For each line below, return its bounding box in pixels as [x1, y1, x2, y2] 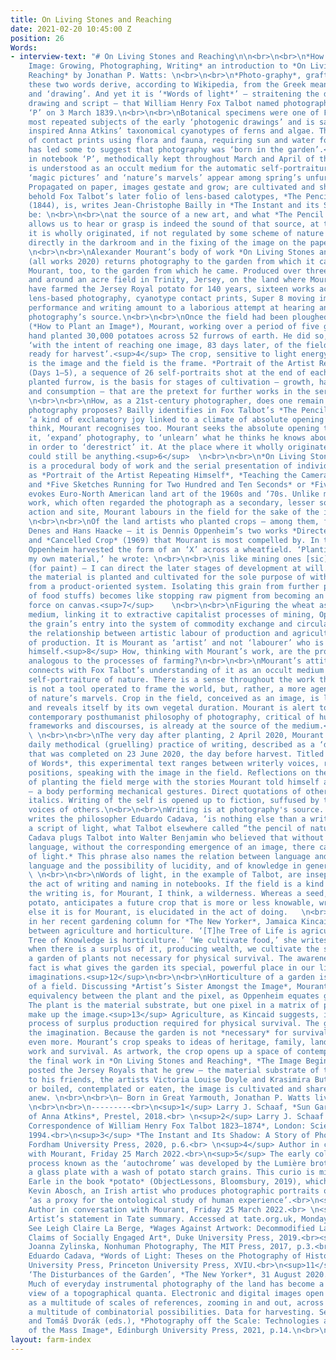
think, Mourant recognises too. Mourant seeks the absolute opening [28, 424, 320, 434]
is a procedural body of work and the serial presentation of [28, 461, 293, 471]
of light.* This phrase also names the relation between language [28, 851, 311, 861]
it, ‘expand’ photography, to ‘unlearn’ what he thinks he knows [28, 433, 307, 443]
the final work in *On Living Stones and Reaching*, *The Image [28, 1056, 302, 1066]
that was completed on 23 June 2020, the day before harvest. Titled [28, 749, 325, 759]
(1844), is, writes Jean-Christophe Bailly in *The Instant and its [28, 201, 320, 211]
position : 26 [10, 33, 65, 43]
